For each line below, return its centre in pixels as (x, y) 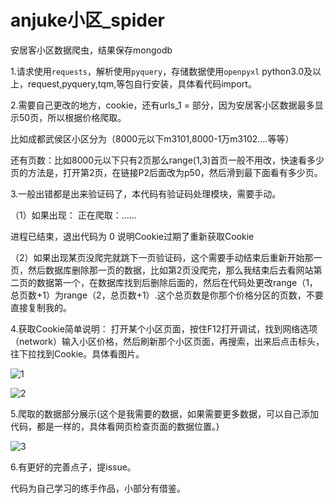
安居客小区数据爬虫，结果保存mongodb (91, 50)
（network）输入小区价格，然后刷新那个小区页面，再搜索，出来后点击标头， (167, 341)
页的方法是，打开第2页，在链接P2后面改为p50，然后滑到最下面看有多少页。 (166, 172)
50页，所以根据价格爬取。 (72, 117)
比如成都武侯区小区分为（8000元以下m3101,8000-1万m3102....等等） (152, 138)
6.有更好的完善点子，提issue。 (73, 467)
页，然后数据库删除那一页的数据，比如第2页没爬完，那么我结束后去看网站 (162, 270)
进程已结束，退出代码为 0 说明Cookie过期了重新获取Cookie (132, 236)
